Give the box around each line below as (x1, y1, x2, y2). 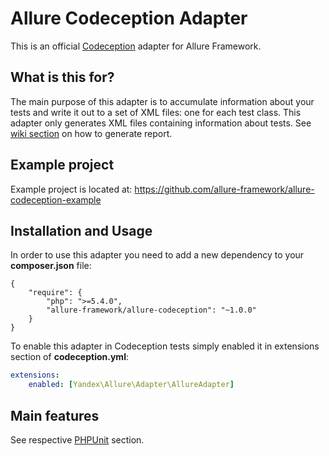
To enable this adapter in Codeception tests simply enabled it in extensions (10, 340, 320, 352)
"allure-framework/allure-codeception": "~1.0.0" (46, 305, 257, 316)
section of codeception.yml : (10, 351, 129, 363)
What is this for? (10, 69, 115, 86)
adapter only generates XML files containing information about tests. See (10, 117, 312, 129)
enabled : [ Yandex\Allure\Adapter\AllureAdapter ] (28, 380, 235, 390)
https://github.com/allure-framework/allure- (134, 183, 315, 195)
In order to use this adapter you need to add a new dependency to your (10, 249, 305, 261)
